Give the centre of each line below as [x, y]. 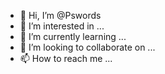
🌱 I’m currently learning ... [73, 36]
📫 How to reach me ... [66, 58]
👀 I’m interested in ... [62, 26]
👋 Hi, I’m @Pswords [60, 15]
